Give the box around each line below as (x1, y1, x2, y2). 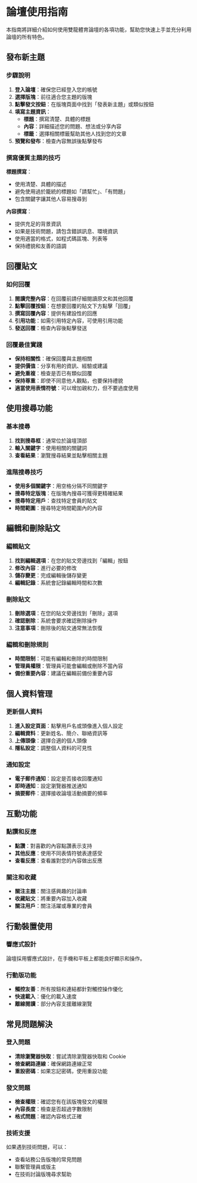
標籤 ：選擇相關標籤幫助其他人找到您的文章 (23, 130, 127, 137)
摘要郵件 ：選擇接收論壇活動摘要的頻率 (14, 790, 108, 797)
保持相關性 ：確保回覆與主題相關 (14, 354, 92, 362)
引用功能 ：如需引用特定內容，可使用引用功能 (14, 317, 123, 324)
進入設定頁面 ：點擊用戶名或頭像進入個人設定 (14, 722, 123, 729)
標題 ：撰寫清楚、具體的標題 (23, 115, 91, 122)
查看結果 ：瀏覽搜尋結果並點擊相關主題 (14, 452, 108, 459)
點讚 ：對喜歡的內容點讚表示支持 (14, 842, 92, 849)
